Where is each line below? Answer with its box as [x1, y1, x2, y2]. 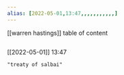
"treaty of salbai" [7, 61, 63, 68]
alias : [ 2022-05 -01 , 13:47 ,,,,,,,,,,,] [7, 10, 118, 17]
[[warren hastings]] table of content [7, 29, 108, 37]
